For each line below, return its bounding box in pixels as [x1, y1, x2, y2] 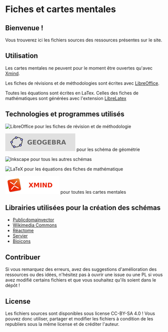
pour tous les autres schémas [30, 156, 92, 162]
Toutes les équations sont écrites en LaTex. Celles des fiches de [5, 90, 139, 96]
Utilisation [5, 51, 38, 60]
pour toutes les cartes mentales [60, 189, 126, 195]
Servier [12, 233, 28, 239]
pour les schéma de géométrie [76, 146, 140, 152]
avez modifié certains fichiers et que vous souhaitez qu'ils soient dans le [5, 277, 156, 283]
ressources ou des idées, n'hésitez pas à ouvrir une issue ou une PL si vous [5, 271, 163, 278]
